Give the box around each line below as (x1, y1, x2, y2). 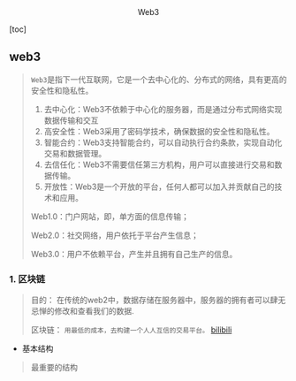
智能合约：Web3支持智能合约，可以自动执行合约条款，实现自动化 (43, 137, 283, 148)
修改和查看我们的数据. (54, 306, 134, 316)
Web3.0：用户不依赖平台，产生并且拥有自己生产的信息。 (30, 248, 238, 259)
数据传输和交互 (43, 115, 99, 126)
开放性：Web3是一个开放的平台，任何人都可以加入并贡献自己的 (43, 181, 276, 192)
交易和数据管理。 (43, 148, 107, 158)
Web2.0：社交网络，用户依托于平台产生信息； (30, 230, 199, 240)
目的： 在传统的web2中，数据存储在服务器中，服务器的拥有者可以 (30, 294, 271, 306)
